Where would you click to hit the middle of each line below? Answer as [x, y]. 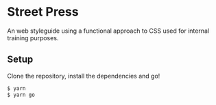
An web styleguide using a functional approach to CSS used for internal [108, 31]
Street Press [43, 12]
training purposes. [33, 37]
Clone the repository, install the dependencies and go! [84, 76]
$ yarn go [21, 95]
